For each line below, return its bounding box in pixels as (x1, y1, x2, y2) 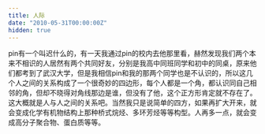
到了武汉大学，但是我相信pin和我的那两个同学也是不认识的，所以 (28, 69, 240, 78)
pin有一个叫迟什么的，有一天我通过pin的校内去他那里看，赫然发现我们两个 (8, 49, 250, 58)
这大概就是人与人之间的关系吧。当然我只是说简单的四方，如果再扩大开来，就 (8, 98, 257, 107)
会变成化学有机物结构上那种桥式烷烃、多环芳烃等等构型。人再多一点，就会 (8, 108, 250, 117)
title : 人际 (8, 11, 45, 20)
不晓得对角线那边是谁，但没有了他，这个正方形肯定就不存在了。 (49, 88, 257, 98)
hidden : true (8, 26, 51, 34)
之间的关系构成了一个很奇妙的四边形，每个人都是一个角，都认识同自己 (21, 78, 250, 87)
